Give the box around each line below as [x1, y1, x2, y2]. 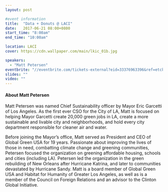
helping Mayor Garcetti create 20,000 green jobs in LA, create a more [5, 114, 148, 120]
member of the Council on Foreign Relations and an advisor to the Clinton [5, 176, 156, 183]
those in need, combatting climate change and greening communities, [5, 145, 149, 151]
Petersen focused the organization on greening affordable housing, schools [5, 150, 161, 156]
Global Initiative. [5, 182, 38, 188]
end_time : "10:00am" [5, 35, 48, 40]
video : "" [5, 76, 26, 82]
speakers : [5, 58, 26, 63]
